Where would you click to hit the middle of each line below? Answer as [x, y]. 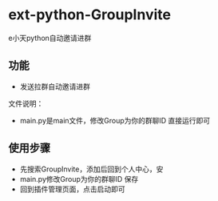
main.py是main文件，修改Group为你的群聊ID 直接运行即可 [115, 120]
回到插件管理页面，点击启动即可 [72, 189]
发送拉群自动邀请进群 [55, 86]
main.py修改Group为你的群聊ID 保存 [79, 179]
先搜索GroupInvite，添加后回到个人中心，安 [91, 169]
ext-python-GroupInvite [90, 15]
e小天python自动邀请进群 [50, 38]
